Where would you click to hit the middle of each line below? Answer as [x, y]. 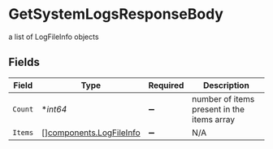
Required [166, 85]
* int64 [54, 109]
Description [226, 85]
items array [214, 119]
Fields [24, 62]
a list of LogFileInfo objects [54, 37]
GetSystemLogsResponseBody [116, 14]
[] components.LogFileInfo [91, 133]
